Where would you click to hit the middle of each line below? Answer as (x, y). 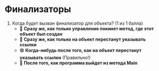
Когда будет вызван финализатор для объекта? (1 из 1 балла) (77, 23)
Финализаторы (38, 9)
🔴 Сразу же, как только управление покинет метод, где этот (87, 28)
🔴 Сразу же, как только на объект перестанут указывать (83, 39)
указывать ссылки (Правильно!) (55, 57)
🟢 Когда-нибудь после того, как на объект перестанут (81, 50)
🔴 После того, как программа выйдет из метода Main (78, 63)
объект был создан (41, 34)
